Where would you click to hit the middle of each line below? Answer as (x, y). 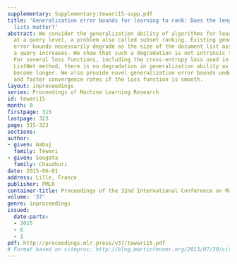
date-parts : (31, 217)
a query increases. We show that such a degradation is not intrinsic (120, 54)
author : (19, 138)
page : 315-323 (28, 125)
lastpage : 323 (28, 118)
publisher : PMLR (31, 184)
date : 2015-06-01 (33, 171)
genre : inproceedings (39, 204)
